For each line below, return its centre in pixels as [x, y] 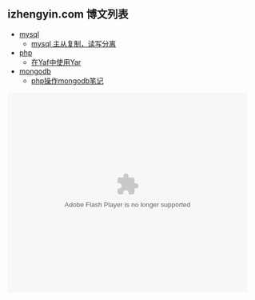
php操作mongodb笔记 [68, 80]
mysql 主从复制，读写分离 [74, 43]
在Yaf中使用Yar [56, 62]
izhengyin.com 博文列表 [68, 14]
